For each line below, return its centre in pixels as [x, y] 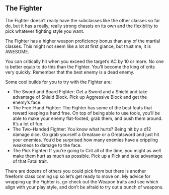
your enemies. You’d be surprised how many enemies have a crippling [85, 140]
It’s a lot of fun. [28, 123]
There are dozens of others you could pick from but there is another [76, 171]
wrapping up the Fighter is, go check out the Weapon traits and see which [82, 181]
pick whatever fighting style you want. [45, 31]
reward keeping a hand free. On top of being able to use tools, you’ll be [86, 113]
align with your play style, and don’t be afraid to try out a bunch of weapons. [84, 187]
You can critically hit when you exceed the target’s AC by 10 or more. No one [84, 61]
